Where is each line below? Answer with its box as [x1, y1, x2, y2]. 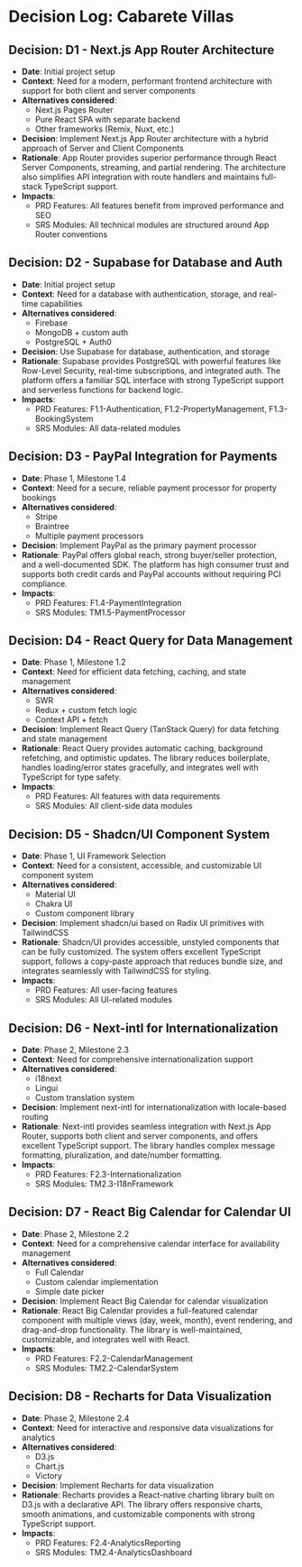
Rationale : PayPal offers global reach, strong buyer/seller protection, [21, 549, 278, 560]
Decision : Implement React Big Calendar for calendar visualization [21, 1296, 269, 1306]
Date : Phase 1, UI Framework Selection [21, 850, 166, 862]
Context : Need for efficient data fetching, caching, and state [21, 666, 247, 677]
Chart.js [34, 1461, 65, 1471]
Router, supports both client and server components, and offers [21, 1131, 259, 1141]
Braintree [34, 520, 69, 531]
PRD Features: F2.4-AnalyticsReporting [34, 1537, 181, 1548]
